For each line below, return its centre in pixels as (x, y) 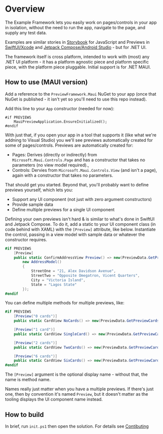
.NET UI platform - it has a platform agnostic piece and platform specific (77, 62)
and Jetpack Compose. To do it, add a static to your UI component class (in (81, 224)
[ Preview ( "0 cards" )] (35, 317)
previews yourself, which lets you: (39, 190)
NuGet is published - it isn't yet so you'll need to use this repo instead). (76, 99)
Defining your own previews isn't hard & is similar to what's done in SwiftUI (80, 219)
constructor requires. (26, 239)
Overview (25, 9)
